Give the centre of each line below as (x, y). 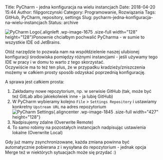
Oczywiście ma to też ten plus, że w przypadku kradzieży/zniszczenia (75, 67)
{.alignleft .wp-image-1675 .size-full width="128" (89, 32)
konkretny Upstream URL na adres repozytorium (59, 107)
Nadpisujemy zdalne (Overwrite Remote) (53, 122)
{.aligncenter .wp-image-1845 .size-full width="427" (106, 112)
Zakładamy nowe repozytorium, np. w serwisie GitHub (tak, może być (82, 91)
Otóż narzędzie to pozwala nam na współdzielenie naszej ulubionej (72, 52)
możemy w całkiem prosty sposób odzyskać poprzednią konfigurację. (75, 72)
